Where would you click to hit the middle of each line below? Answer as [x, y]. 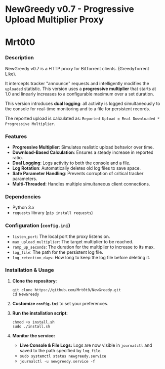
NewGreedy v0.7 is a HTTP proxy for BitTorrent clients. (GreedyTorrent [77, 68]
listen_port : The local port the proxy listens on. [61, 236]
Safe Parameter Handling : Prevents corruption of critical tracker [78, 173]
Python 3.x [23, 208]
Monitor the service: [34, 335]
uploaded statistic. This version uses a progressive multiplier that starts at [81, 89]
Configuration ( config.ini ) [38, 226]
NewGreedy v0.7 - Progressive [70, 9]
